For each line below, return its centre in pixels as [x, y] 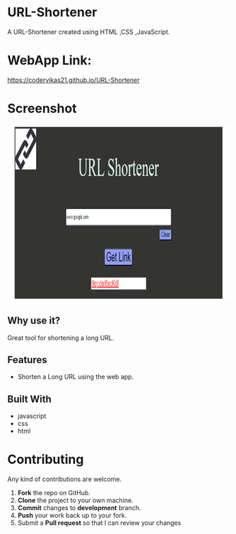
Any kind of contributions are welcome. [65, 479]
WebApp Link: [49, 60]
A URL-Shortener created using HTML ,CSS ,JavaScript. [89, 32]
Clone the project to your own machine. [75, 500]
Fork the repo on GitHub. [54, 493]
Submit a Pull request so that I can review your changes [99, 523]
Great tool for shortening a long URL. [61, 338]
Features [27, 360]
